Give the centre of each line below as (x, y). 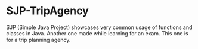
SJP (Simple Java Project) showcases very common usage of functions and (99, 27)
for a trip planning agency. (38, 40)
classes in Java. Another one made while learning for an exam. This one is (98, 33)
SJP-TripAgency (48, 11)
